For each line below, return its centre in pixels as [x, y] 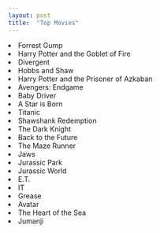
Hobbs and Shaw [46, 70]
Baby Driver [37, 95]
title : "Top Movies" [44, 23]
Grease [30, 196]
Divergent [34, 62]
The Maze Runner [47, 146]
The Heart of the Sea [52, 213]
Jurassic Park [41, 162]
